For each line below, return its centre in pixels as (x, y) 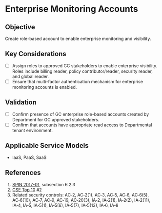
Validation (21, 103)
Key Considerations (36, 54)
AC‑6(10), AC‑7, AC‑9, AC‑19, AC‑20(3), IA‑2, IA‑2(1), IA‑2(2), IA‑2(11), (81, 200)
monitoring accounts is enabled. (44, 87)
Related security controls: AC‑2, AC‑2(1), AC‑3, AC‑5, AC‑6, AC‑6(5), (80, 195)
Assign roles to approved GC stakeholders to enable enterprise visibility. (85, 66)
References (23, 173)
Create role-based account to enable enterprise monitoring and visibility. (78, 39)
